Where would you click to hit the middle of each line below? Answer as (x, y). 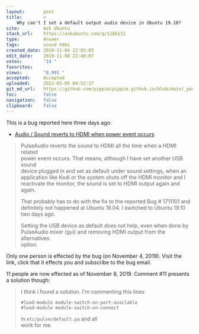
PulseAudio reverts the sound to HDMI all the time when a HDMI (98, 146)
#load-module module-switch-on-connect (70, 308)
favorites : (20, 67)
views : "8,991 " (36, 73)
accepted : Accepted (36, 78)
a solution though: (28, 280)
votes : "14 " (32, 61)
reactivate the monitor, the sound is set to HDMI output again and (100, 183)
